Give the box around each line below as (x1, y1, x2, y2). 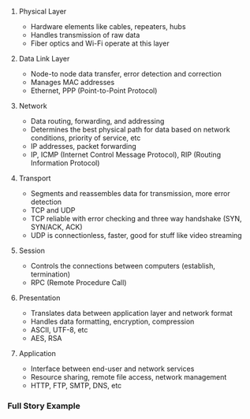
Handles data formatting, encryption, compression (30, 317, 195, 326)
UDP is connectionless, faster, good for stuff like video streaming (30, 231, 242, 239)
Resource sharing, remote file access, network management (30, 373, 227, 381)
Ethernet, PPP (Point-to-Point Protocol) (30, 86, 158, 95)
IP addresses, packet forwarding (30, 142, 137, 150)
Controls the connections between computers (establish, (30, 261, 216, 270)
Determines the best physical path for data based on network (30, 125, 230, 134)
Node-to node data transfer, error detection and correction (30, 69, 222, 78)
